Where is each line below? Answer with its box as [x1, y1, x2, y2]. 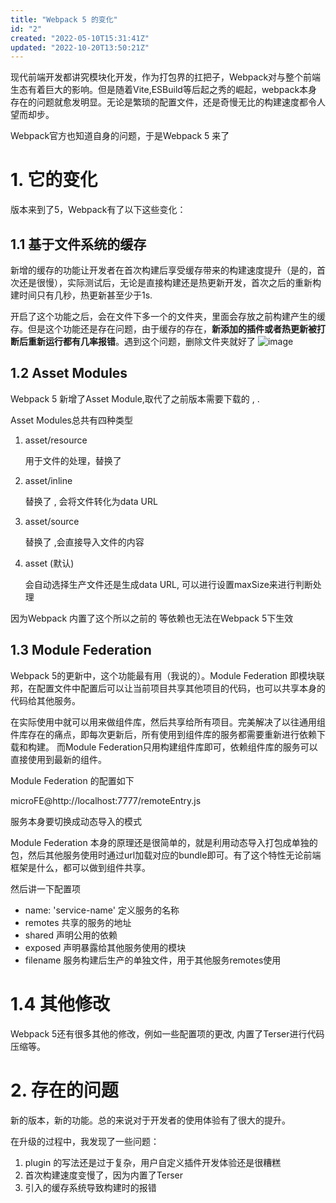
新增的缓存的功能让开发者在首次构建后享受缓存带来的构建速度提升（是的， [10, 264, 317, 276]
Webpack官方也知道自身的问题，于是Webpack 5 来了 [10, 130, 230, 142]
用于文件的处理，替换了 [24, 454, 122, 466]
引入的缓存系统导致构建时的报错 [24, 1181, 157, 1193]
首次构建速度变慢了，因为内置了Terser [24, 1169, 183, 1181]
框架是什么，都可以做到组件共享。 [10, 861, 151, 873]
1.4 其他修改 [10, 992, 110, 1015]
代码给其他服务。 [10, 694, 81, 706]
